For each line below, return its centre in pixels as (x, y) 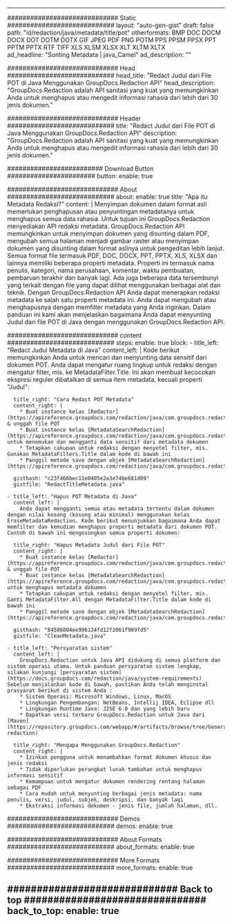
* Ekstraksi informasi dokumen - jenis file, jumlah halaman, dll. (118, 806)
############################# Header (74, 118)
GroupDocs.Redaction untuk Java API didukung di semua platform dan (120, 660)
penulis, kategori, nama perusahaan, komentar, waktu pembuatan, (101, 270)
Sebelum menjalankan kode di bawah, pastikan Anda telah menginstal (108, 685)
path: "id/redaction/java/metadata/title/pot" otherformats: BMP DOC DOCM (114, 33)
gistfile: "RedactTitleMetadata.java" (69, 484)
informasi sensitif (35, 775)
